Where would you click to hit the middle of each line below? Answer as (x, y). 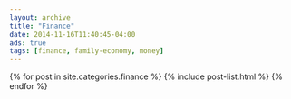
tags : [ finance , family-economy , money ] (87, 51)
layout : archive (40, 18)
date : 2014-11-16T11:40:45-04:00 (73, 34)
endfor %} (29, 86)
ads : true (28, 43)
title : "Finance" (42, 26)
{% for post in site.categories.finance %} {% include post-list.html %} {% (146, 76)
